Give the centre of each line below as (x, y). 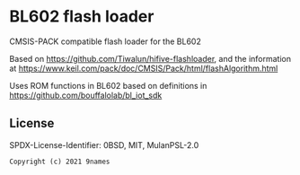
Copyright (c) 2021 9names (60, 162)
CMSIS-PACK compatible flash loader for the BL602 (106, 41)
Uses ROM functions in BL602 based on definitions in (108, 85)
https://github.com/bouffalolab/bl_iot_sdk (86, 95)
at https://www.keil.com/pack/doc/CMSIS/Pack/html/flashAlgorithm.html (144, 68)
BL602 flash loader (82, 17)
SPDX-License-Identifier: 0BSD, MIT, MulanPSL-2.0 (104, 144)
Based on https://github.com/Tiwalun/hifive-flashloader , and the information (150, 58)
